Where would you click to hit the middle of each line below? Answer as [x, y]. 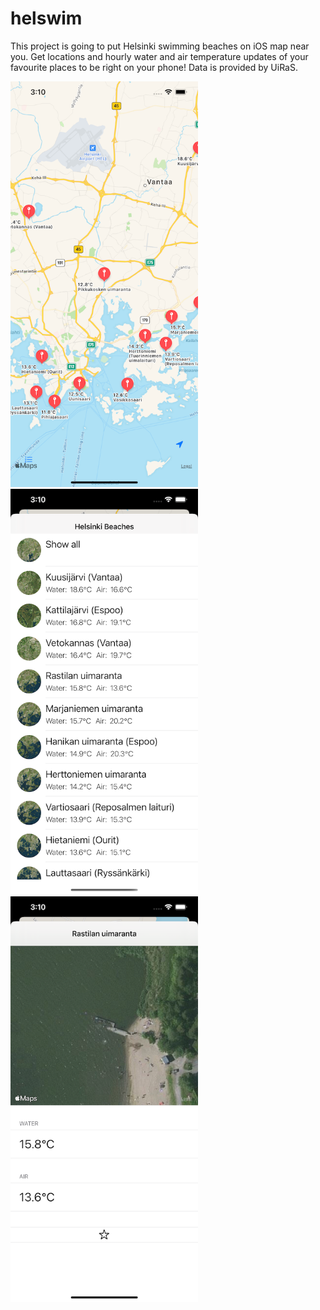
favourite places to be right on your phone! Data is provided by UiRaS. [154, 67]
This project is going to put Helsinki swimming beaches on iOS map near [160, 46]
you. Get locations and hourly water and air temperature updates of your [159, 56]
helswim [46, 18]
